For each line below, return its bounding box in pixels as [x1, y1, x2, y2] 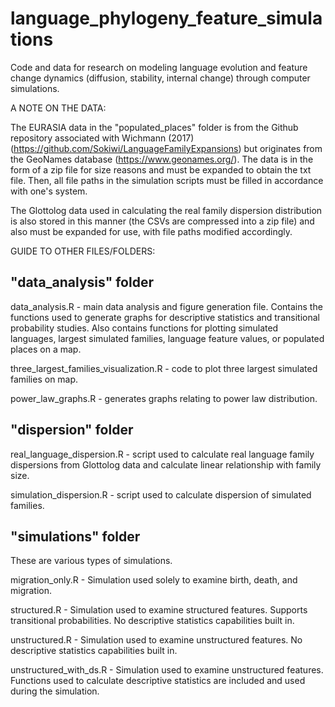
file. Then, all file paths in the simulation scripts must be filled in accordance [10, 174, 324, 186]
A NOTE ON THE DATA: [10, 102, 107, 114]
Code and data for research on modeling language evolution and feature [10, 61, 308, 73]
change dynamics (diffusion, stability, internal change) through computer [10, 72, 311, 84]
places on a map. [10, 343, 82, 355]
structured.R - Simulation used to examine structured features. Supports [10, 604, 308, 616]
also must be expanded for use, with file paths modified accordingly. [10, 225, 293, 237]
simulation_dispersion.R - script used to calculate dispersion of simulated [10, 488, 312, 501]
